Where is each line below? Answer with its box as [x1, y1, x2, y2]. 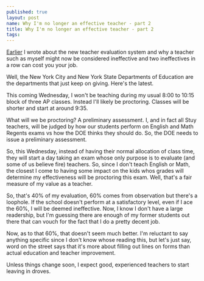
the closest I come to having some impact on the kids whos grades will [6, 167, 184, 175]
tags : [6, 32, 20, 38]
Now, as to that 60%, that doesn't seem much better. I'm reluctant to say [6, 230, 189, 237]
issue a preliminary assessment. [6, 136, 87, 144]
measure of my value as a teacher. [6, 180, 93, 188]
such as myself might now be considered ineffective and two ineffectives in [6, 55, 196, 62]
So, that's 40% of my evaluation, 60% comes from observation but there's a [6, 192, 198, 199]
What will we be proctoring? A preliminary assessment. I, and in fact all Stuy [6, 117, 197, 124]
